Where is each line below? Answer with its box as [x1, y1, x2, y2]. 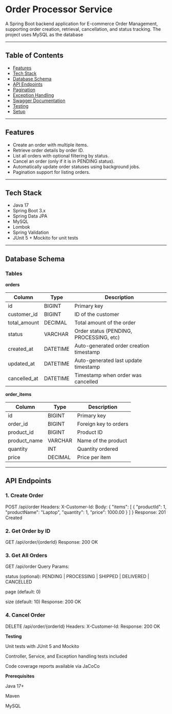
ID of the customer [74, 311, 119, 318]
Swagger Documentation [12, 97, 66, 104]
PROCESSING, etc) [74, 334, 120, 341]
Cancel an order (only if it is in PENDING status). [12, 158, 115, 164]
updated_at [8, 360, 35, 367]
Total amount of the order [74, 319, 136, 326]
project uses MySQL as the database [5, 31, 83, 37]
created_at [8, 345, 34, 352]
